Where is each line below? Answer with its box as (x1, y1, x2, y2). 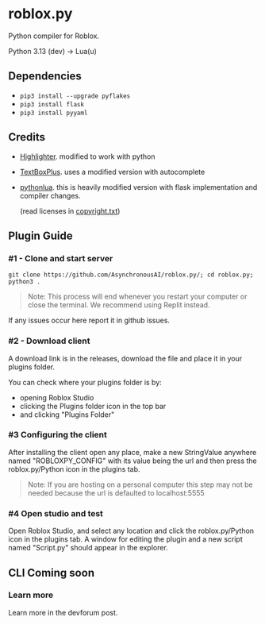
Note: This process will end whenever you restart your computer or (27, 291, 248, 302)
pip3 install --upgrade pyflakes (19, 92, 131, 100)
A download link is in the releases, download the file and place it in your (8, 353, 243, 363)
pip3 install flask (19, 100, 85, 108)
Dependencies (8, 69, 82, 83)
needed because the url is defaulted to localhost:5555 (27, 488, 205, 497)
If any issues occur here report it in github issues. (8, 315, 171, 326)
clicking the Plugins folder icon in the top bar (19, 401, 167, 411)
